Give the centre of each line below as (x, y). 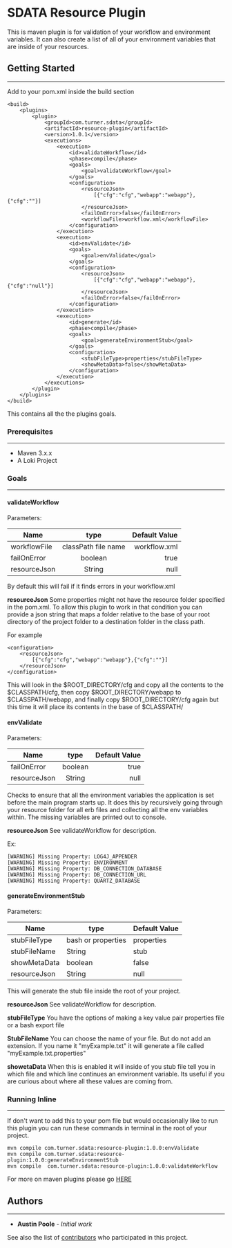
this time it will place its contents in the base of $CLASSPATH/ (95, 706)
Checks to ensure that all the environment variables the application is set (110, 795)
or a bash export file (36, 1025)
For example (25, 635)
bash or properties (96, 940)
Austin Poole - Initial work (55, 1224)
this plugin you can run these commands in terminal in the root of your (107, 1128)
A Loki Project (37, 461)
